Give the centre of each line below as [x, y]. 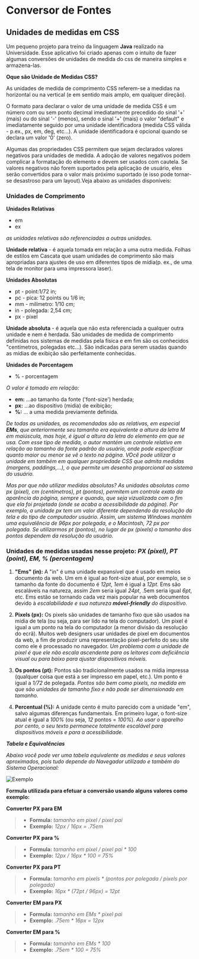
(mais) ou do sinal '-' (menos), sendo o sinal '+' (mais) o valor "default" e [95, 119]
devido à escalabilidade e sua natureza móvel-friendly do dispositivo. [101, 603]
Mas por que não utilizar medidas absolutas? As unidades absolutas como [98, 485]
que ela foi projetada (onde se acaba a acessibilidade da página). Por [92, 504]
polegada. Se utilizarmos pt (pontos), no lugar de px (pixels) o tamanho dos [99, 530]
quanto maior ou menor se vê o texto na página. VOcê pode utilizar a [91, 455]
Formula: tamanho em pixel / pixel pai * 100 [83, 849]
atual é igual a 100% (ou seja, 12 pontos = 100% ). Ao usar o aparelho [99, 719]
